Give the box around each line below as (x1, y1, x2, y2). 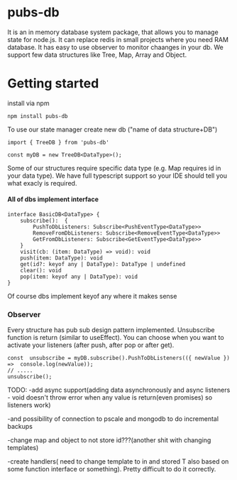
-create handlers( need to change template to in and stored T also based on (7, 457, 229, 466)
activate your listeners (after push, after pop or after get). (7, 341, 175, 349)
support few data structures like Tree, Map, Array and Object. (7, 50, 187, 59)
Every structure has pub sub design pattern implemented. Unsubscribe (7, 326, 215, 334)
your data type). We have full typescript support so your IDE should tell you (7, 171, 227, 180)
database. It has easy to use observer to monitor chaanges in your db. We (7, 43, 224, 51)
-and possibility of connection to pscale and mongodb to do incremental (7, 415, 219, 423)
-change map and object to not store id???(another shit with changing (7, 436, 211, 444)
